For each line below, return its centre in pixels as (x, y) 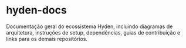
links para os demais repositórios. (47, 39)
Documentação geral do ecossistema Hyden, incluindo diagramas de (89, 26)
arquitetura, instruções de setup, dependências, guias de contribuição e (93, 32)
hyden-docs (37, 10)
